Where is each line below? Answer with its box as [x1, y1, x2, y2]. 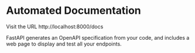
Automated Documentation [6, 4, 142, 17]
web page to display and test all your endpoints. [6, 40, 122, 47]
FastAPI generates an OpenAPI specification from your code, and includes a [6, 34, 190, 41]
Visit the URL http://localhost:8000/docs [6, 23, 104, 30]
